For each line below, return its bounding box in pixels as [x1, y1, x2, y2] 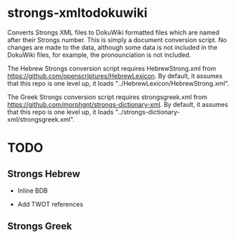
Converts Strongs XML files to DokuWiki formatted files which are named [7, 28, 220, 37]
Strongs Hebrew [7, 167, 80, 180]
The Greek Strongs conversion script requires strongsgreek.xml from [7, 93, 208, 101]
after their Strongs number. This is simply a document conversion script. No [7, 35, 228, 44]
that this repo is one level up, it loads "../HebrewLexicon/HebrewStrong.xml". [7, 79, 230, 87]
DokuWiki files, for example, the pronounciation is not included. [7, 51, 192, 59]
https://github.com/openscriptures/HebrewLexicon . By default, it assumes [7, 72, 223, 80]
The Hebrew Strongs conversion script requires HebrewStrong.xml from [7, 64, 216, 72]
